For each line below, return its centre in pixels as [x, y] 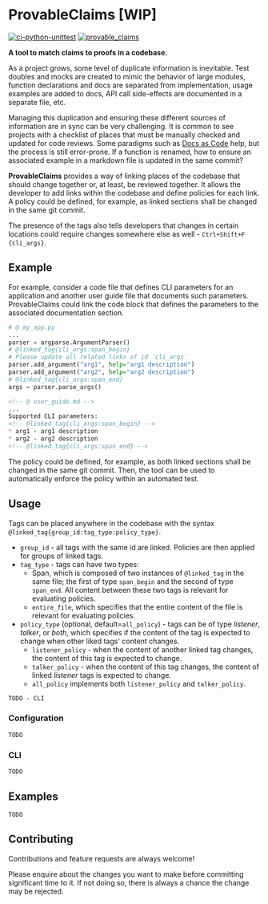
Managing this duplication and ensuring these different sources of [117, 117]
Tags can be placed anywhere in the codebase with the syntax [112, 523]
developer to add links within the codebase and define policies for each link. [134, 193]
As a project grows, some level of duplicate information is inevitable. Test [129, 68]
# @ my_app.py [32, 327]
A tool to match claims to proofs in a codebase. [88, 52]
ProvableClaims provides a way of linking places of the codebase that [124, 176]
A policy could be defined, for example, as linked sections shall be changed [133, 201]
